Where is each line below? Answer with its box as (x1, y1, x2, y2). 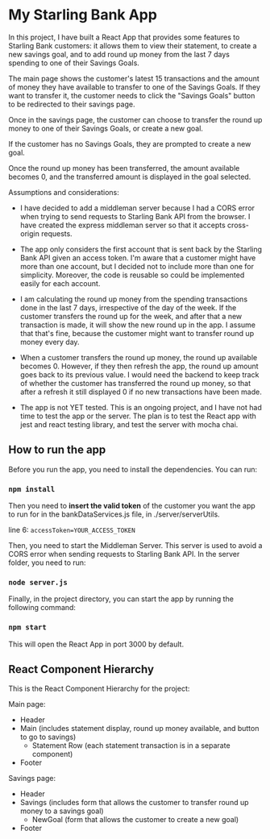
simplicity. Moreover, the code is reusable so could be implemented (19, 270, 245, 280)
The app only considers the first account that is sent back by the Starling (19, 244, 263, 254)
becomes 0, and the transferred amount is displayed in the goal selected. (8, 172, 251, 181)
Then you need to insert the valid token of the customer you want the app (8, 501, 255, 511)
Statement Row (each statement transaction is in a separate (31, 741, 231, 750)
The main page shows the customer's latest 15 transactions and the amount (8, 73, 260, 83)
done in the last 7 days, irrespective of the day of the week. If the (19, 302, 237, 312)
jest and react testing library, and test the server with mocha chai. (19, 419, 239, 429)
